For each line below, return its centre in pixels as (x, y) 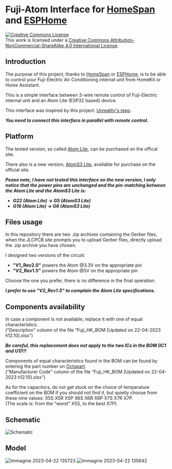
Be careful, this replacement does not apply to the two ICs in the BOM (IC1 (86, 346)
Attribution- (122, 40)
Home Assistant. (23, 85)
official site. (17, 170)
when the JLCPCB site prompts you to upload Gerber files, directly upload (83, 240)
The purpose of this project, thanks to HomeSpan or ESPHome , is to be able (86, 74)
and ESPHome (36, 20)
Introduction (26, 62)
